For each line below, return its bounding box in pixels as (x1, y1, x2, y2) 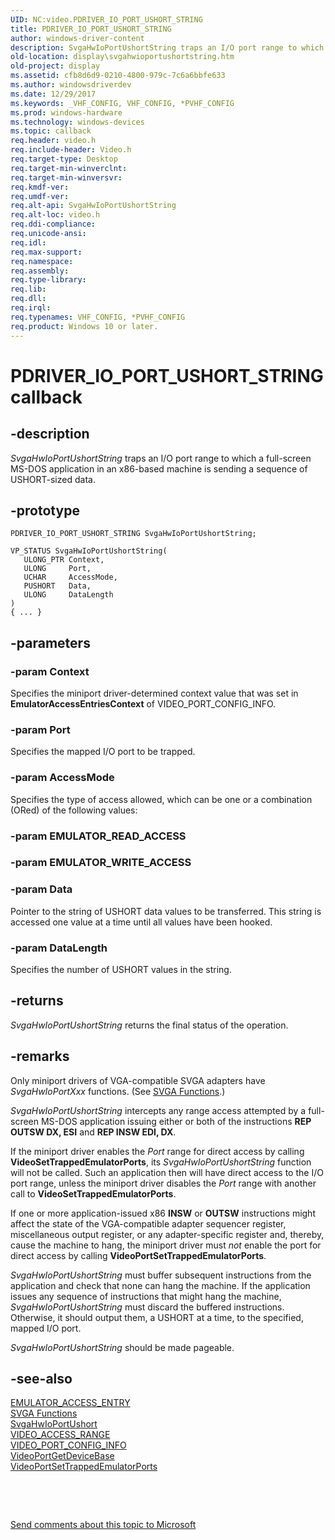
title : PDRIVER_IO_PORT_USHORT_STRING (10, 24, 172, 34)
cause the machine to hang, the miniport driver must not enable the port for (10, 1239, 322, 1251)
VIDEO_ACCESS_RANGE (10, 1429, 111, 1441)
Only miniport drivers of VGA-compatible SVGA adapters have (10, 1074, 266, 1086)
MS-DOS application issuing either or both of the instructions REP (40, 1115, 312, 1127)
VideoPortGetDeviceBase (10, 1450, 115, 1462)
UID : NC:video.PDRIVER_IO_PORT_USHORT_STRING (10, 14, 203, 25)
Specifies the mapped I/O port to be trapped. (10, 746, 196, 758)
